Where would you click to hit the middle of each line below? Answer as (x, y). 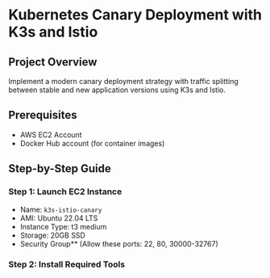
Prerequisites (43, 115)
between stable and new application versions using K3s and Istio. (117, 90)
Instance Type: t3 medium (63, 226)
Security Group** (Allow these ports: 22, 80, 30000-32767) (119, 243)
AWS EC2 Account (51, 134)
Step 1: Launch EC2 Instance (65, 192)
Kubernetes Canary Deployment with (135, 15)
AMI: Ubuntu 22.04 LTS (59, 218)
